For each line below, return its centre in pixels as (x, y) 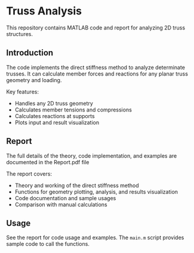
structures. (19, 34)
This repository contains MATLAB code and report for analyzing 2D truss (96, 28)
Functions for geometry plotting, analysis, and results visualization (96, 192)
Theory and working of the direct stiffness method (77, 185)
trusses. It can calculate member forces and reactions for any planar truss (97, 74)
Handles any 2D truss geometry (54, 103)
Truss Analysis (44, 11)
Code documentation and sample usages (65, 198)
